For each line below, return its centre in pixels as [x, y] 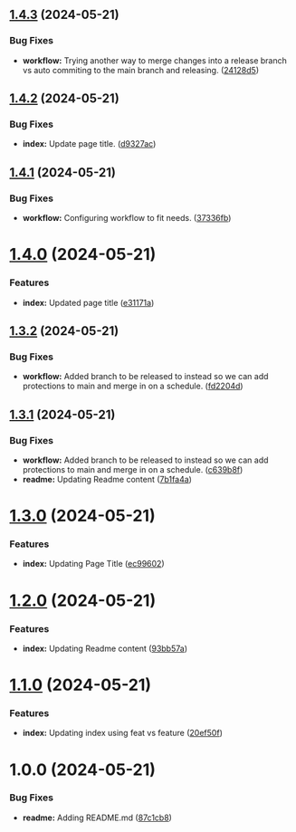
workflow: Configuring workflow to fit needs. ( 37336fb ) [127, 218]
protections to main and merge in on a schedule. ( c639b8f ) [133, 469]
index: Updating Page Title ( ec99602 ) [93, 564]
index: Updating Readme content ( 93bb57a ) [105, 648]
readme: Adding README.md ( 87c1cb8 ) [97, 818]
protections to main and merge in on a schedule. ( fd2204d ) [133, 386]
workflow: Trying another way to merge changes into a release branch [155, 60]
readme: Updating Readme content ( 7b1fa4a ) [107, 479]
